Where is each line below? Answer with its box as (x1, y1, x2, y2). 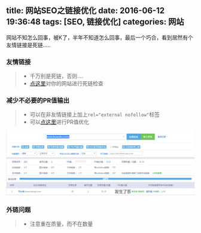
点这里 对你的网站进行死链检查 (29, 80, 103, 87)
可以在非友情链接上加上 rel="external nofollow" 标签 (29, 111, 160, 118)
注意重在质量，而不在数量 (29, 220, 93, 227)
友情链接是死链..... (6, 41, 51, 48)
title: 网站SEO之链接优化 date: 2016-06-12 (6, 5, 165, 16)
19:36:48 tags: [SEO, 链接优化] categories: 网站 (6, 17, 184, 27)
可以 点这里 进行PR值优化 (29, 118, 90, 125)
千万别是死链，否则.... (29, 72, 84, 79)
